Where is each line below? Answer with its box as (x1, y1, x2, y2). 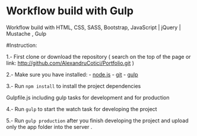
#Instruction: (6, 42, 37, 49)
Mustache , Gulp (6, 30, 46, 37)
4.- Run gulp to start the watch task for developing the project (6, 105, 157, 112)
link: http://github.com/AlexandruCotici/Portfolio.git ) (6, 59, 135, 67)
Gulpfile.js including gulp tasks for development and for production (6, 94, 170, 101)
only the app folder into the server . (6, 123, 93, 130)
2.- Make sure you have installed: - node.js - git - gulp (6, 71, 138, 78)
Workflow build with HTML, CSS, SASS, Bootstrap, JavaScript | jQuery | (6, 24, 181, 31)
